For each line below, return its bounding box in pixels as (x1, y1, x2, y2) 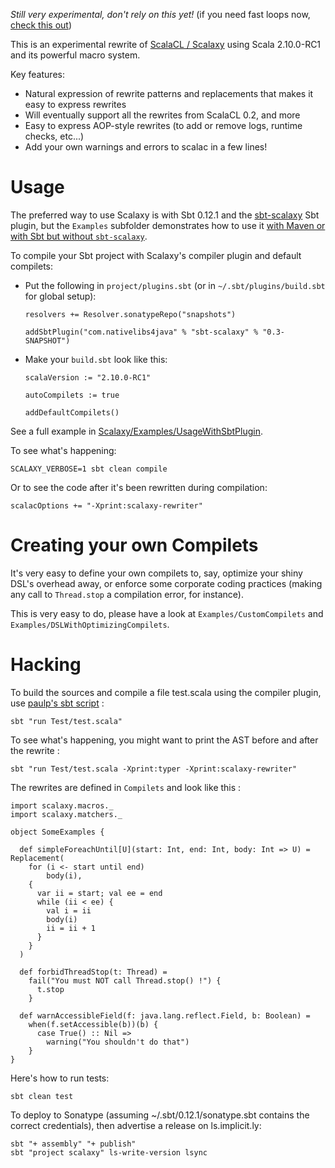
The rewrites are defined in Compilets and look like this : (10, 781, 242, 793)
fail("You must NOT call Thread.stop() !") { (28, 975, 222, 986)
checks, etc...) (24, 130, 85, 142)
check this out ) (10, 19, 72, 31)
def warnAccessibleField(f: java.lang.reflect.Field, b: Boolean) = (19, 1010, 311, 1021)
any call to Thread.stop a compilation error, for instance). (10, 588, 244, 600)
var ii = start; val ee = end (36, 888, 163, 898)
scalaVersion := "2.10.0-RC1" (24, 372, 152, 383)
